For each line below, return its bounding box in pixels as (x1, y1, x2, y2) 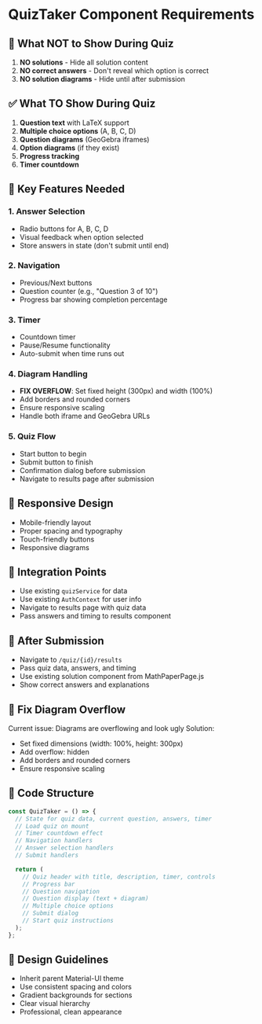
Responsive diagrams (19, 542, 90, 552)
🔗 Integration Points (8, 565, 107, 578)
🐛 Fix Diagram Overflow (8, 703, 126, 716)
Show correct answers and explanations (19, 680, 150, 689)
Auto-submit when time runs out (19, 349, 125, 358)
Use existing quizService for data (19, 586, 128, 596)
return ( (15, 865, 44, 873)
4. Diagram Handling (8, 369, 88, 380)
